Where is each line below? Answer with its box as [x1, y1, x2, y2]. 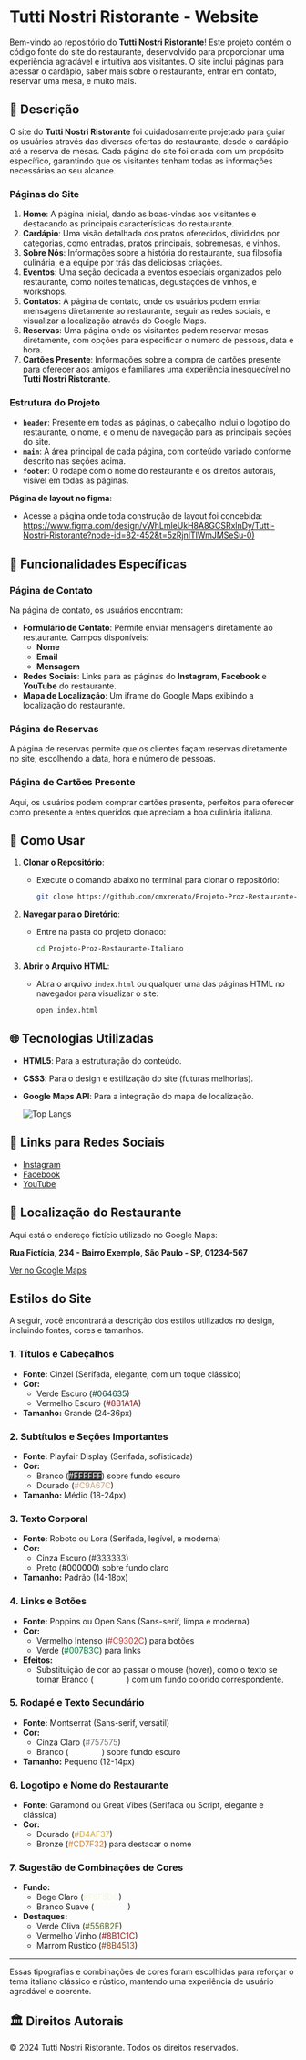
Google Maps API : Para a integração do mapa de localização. [22, 1090, 255, 1101]
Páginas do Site [9, 187, 80, 200]
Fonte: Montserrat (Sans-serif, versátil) [22, 1717, 170, 1728]
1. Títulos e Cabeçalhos [9, 1348, 115, 1361]
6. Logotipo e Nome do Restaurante [9, 1779, 169, 1792]
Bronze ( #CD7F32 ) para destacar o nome [36, 1838, 192, 1850]
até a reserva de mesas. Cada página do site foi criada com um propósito [9, 145, 285, 156]
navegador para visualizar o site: [36, 988, 159, 999]
